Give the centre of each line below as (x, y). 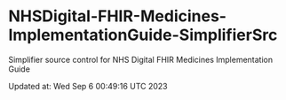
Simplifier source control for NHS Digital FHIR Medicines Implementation (140, 59)
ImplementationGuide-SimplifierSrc (143, 35)
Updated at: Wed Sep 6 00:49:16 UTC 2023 (88, 86)
